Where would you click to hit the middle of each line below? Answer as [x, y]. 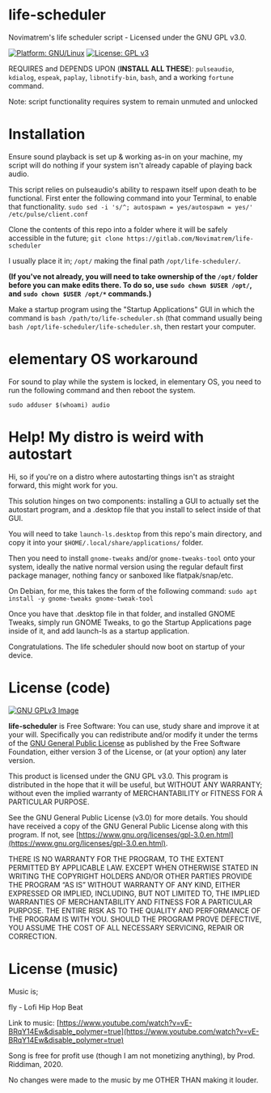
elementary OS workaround [103, 360]
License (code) [59, 687]
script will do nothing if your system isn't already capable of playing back [130, 165]
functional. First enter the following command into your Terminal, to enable [133, 198]
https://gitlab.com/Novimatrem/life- [190, 239]
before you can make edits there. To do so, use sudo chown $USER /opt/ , [130, 285]
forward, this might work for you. [63, 485]
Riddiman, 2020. [36, 1064]
